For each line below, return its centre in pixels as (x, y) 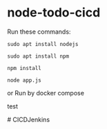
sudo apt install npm (38, 56)
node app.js (24, 80)
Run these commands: (39, 32)
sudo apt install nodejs (43, 44)
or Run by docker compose (46, 93)
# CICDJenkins (29, 119)
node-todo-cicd (54, 13)
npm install (24, 68)
